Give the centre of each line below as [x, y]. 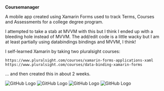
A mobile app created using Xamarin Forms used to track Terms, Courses [80, 16]
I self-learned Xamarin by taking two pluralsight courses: [63, 51]
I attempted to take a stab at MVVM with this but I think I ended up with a [79, 31]
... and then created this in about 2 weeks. [48, 74]
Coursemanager [22, 7]
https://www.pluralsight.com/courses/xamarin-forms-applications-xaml [79, 61]
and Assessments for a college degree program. [54, 22]
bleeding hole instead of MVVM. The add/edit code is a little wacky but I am [82, 37]
